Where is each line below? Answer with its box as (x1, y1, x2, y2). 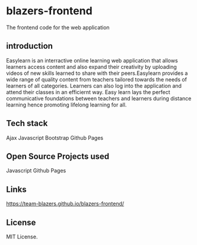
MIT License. (6, 233, 38, 240)
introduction (6, 41, 53, 51)
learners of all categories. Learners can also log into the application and (6, 82, 182, 89)
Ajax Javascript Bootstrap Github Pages (6, 134, 104, 141)
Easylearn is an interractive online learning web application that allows (6, 56, 178, 64)
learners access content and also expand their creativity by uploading (6, 63, 177, 70)
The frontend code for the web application (6, 24, 110, 31)
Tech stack (6, 118, 48, 128)
